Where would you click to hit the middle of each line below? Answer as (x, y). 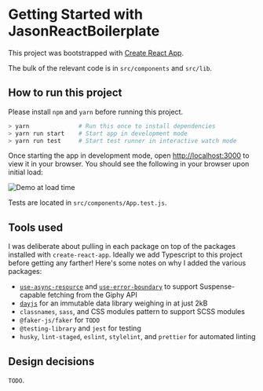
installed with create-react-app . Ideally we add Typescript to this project (126, 255)
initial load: (26, 172)
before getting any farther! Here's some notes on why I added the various (127, 263)
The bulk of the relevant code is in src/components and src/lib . (110, 68)
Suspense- (217, 287)
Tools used (36, 227)
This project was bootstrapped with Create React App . (96, 53)
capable (33, 295)
